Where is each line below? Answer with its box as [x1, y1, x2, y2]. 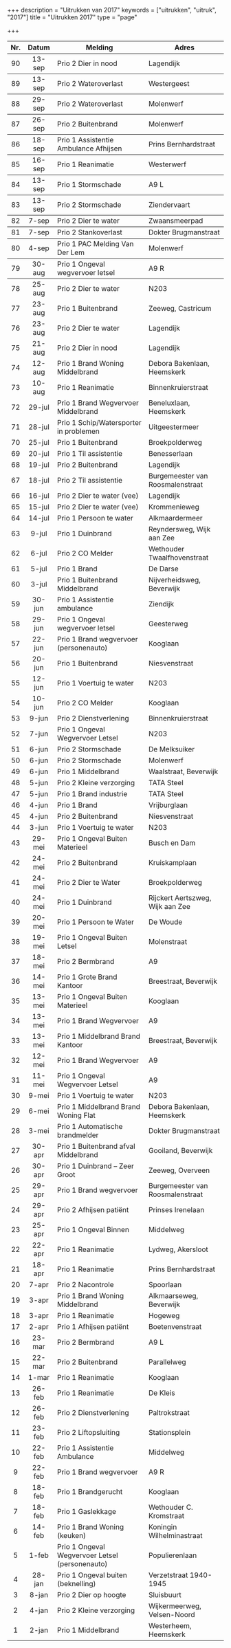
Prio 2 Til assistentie [57, 476, 122, 485]
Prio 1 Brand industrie [57, 789, 128, 798]
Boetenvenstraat [148, 1322, 202, 1331]
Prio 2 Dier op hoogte [57, 1590, 126, 1599]
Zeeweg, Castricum [148, 304, 212, 313]
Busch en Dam [148, 838, 196, 848]
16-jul [28, 491, 49, 501]
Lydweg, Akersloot [148, 1244, 208, 1254]
